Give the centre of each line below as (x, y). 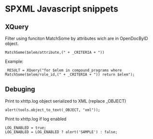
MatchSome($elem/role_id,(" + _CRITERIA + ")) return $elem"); (70, 75)
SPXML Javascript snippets (62, 9)
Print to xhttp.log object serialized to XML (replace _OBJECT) (66, 101)
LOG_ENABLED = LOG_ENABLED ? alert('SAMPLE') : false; (61, 132)
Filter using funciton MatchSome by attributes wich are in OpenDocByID (76, 38)
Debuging (20, 89)
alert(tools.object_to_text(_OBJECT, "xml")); (53, 110)
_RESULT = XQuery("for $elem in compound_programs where (63, 70)
